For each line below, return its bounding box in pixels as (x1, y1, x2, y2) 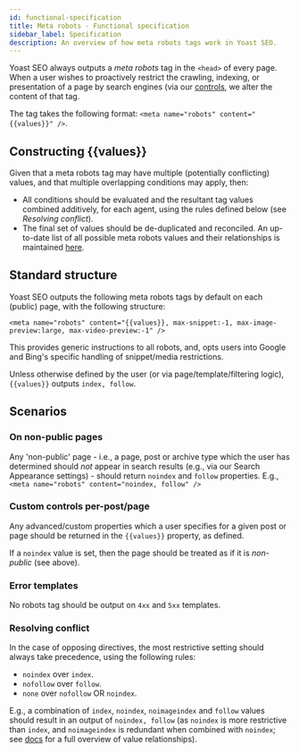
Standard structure (9, 267, 118, 283)
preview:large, (9, 326, 66, 335)
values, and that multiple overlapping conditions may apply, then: (9, 177, 249, 188)
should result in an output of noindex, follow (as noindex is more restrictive (9, 715, 287, 725)
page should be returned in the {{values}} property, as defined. (9, 529, 245, 541)
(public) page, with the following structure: (9, 300, 166, 311)
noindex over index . (21, 669, 94, 680)
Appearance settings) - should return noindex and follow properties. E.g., (9, 470, 279, 481)
